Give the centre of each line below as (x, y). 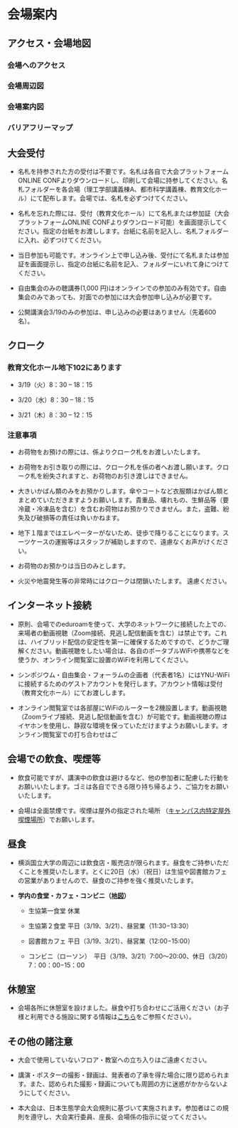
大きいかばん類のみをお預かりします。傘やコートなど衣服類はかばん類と (123, 491)
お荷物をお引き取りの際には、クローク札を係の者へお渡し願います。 (117, 467)
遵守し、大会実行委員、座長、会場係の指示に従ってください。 (120, 1117)
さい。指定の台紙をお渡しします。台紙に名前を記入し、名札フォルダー (126, 231)
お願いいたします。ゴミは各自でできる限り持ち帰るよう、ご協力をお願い (123, 786)
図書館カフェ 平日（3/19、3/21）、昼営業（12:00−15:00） (111, 941)
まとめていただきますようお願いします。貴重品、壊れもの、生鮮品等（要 (123, 500)
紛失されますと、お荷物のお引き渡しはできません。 (117, 476)
